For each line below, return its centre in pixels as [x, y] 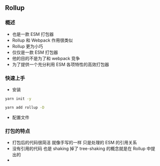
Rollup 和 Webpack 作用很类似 [42, 40]
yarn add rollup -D [25, 107]
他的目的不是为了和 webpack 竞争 [46, 58]
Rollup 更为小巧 [27, 46]
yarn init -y [18, 99]
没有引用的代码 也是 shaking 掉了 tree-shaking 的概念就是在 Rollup [79, 149]
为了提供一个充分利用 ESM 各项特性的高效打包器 [61, 64]
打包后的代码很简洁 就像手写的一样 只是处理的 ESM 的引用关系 [74, 143]
